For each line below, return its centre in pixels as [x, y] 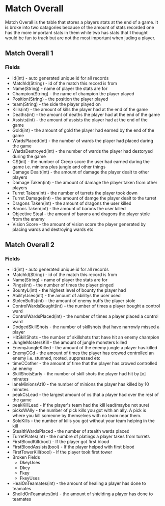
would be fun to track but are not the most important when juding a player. [80, 38]
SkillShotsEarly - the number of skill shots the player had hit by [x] [79, 374]
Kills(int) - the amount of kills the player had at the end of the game [80, 109]
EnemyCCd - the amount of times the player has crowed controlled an [83, 353]
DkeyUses [30, 463]
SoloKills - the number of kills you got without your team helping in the [83, 421]
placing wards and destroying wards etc [53, 229]
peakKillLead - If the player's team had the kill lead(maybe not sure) [81, 405]
